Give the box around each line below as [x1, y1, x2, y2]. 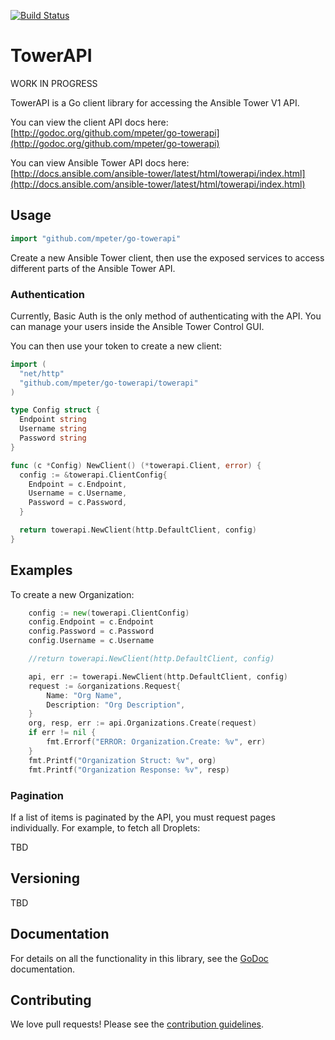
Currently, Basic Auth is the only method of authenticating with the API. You [10, 310, 322, 322]
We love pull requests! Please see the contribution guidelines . [10, 1018, 265, 1030]
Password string [19, 433, 87, 444]
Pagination [10, 788, 64, 802]
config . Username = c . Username [28, 636, 155, 646]
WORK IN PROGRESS [10, 77, 98, 89]
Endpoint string [19, 415, 87, 425]
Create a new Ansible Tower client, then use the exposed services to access [10, 251, 325, 264]
